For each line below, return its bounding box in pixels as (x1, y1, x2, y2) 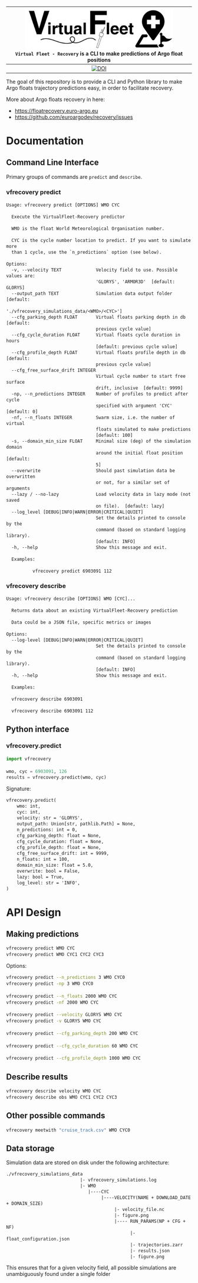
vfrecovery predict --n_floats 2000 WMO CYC (6, 993, 117, 999)
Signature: (6, 785, 31, 792)
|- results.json (130, 1248, 170, 1254)
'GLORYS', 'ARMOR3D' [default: (95, 279, 176, 285)
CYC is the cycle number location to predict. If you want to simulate (11, 237, 192, 243)
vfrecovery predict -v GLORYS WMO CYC (6, 1018, 101, 1024)
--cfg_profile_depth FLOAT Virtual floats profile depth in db (11, 350, 186, 355)
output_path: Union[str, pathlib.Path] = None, (16, 821, 136, 827)
